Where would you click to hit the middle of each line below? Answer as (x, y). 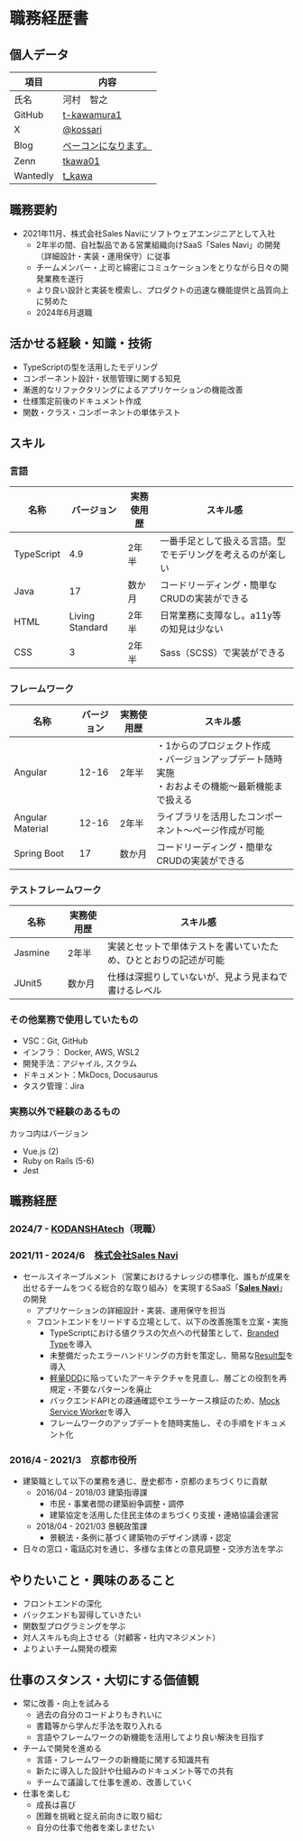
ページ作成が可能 (229, 830)
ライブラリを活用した (202, 816)
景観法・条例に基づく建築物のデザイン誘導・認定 (140, 1538)
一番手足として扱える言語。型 (223, 541)
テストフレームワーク (55, 889)
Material (31, 828)
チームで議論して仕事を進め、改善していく (115, 1782)
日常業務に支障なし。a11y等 (221, 616)
